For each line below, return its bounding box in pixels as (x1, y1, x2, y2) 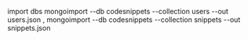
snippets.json (7, 24, 51, 32)
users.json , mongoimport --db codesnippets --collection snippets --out (7, 15, 241, 24)
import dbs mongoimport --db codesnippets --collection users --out (7, 7, 229, 16)
